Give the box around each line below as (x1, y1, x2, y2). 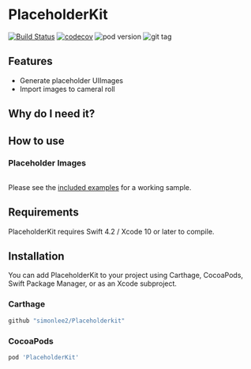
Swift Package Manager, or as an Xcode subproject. (8, 279, 178, 288)
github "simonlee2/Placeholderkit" (8, 317, 126, 325)
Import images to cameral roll (19, 84, 116, 93)
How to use (8, 134, 65, 147)
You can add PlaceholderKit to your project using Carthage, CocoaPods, (8, 271, 243, 280)
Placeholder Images (8, 158, 87, 169)
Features (8, 55, 53, 68)
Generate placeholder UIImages (19, 75, 124, 85)
